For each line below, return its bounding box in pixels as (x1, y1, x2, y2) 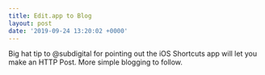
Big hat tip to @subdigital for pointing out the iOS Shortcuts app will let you (8, 49, 257, 59)
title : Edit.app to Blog (8, 11, 92, 20)
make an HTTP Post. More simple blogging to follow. (8, 57, 183, 67)
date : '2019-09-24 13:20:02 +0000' (8, 27, 128, 35)
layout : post (8, 19, 53, 27)
